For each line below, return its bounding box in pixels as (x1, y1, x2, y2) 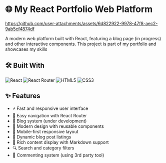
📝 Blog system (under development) (12, 118, 87, 124)
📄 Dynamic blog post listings (12, 134, 71, 140)
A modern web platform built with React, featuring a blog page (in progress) (5, 35, 161, 41)
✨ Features (5, 92, 40, 100)
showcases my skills (5, 46, 47, 52)
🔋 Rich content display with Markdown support (12, 139, 109, 145)
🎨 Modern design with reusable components (12, 123, 104, 129)
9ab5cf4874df (5, 26, 35, 32)
